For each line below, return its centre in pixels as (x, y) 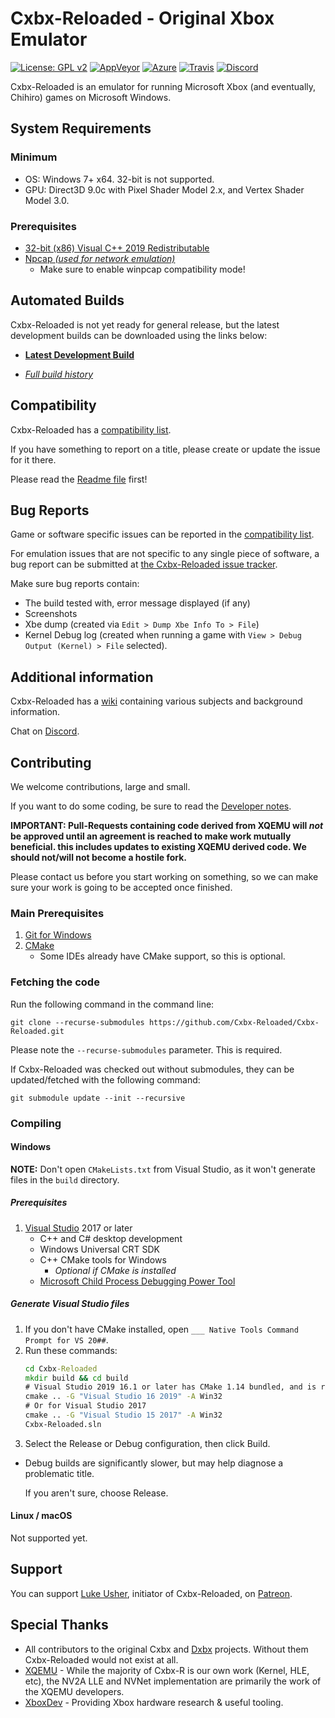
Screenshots (51, 614)
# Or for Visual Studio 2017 (85, 1406)
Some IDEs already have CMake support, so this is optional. (162, 956)
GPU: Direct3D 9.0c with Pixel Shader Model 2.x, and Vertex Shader (164, 189)
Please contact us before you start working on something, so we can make (164, 876)
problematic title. (59, 1473)
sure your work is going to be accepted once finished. (121, 887)
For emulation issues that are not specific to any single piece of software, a (165, 554)
